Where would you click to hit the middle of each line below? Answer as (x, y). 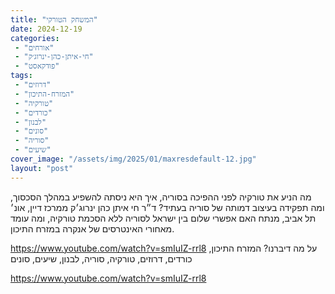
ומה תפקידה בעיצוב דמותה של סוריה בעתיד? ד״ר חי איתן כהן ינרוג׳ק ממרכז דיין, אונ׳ (167, 207)
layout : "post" (42, 168)
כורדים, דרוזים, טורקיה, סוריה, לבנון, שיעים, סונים (101, 258)
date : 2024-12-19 (46, 29)
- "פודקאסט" (37, 66)
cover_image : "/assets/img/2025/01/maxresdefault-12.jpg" (133, 159)
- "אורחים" (34, 47)
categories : (35, 38)
